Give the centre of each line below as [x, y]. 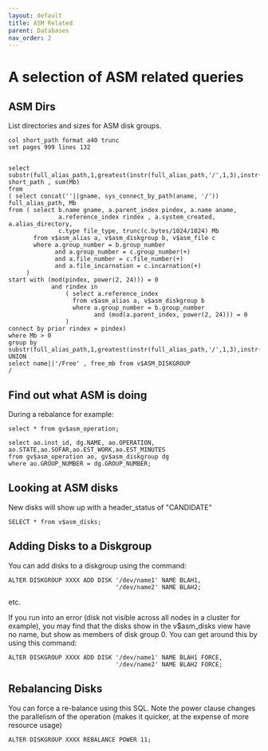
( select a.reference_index [112, 294]
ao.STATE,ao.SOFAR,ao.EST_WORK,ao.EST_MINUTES [87, 450]
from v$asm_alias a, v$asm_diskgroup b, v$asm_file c [124, 238]
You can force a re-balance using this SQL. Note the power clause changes [132, 708]
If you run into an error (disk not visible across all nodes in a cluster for [124, 617]
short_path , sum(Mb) [44, 183]
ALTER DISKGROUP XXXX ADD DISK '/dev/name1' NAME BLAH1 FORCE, [116, 657]
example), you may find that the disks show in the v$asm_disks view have [130, 626]
